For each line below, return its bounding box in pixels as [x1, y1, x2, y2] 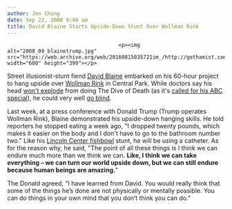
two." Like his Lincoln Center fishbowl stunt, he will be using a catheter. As [7, 137, 219, 145]
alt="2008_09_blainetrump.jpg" [7, 48, 97, 55]
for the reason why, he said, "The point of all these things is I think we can [7, 144, 218, 152]
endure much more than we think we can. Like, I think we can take [7, 151, 197, 159]
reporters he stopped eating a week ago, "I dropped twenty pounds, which [7, 122, 220, 130]
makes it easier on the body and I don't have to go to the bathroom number [7, 129, 221, 138]
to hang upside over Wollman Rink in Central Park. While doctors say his [7, 79, 213, 88]
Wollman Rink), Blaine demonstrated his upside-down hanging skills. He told [7, 115, 224, 123]
